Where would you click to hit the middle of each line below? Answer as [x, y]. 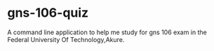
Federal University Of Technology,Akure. [66, 39]
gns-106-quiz [48, 13]
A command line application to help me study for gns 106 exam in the [107, 32]
